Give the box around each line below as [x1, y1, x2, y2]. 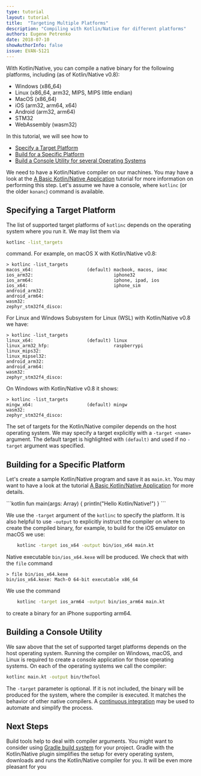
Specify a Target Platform [14, 144, 79, 151]
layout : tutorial [6, 14, 50, 20]
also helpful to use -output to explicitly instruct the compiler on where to [6, 518, 185, 525]
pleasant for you [6, 763, 47, 770]
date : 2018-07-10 [6, 37, 50, 43]
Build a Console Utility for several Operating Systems [14, 157, 146, 164]
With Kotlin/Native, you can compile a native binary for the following [6, 64, 174, 72]
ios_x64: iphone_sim [6, 283, 141, 289]
